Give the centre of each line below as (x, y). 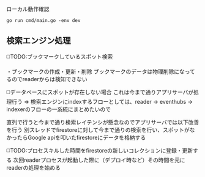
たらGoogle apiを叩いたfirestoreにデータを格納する (81, 137)
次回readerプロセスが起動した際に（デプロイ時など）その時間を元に (99, 160)
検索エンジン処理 (39, 41)
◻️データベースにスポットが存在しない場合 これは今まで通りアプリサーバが (100, 92)
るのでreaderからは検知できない (47, 79)
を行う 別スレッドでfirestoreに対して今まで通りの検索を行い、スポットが (98, 129)
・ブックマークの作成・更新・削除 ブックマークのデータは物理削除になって (101, 71)
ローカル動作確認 (28, 9)
